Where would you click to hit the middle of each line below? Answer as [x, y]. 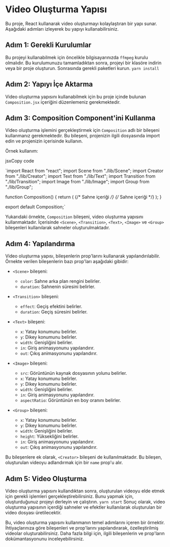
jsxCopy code [20, 161]
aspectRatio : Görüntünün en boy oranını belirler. [70, 400]
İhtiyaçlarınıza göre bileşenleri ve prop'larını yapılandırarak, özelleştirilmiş [82, 528]
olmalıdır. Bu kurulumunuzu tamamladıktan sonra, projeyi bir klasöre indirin [83, 63]
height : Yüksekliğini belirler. [49, 436]
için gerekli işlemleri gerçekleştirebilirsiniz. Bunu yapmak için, [69, 496]
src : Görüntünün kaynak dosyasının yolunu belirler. [74, 373]
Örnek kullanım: [22, 151]
